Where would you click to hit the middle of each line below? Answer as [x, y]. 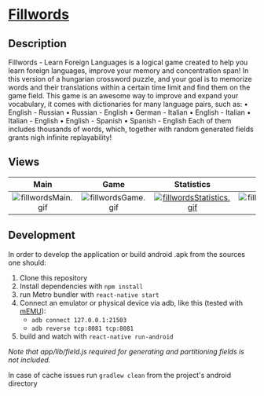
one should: [27, 262]
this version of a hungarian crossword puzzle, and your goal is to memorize [130, 79]
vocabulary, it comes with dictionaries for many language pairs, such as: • [128, 104]
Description [37, 44]
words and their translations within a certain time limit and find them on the [129, 87]
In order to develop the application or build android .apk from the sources [127, 254]
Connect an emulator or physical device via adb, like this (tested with [131, 302]
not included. [29, 360]
